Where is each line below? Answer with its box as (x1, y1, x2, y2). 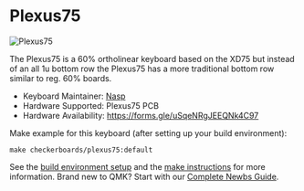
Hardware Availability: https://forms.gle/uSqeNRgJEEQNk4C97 (22, 110, 259, 121)
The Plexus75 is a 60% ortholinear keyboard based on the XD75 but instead (9, 53, 295, 64)
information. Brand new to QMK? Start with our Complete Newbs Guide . (9, 171, 279, 182)
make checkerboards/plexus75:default (9, 145, 153, 154)
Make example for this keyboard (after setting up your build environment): (9, 127, 288, 138)
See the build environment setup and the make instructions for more (9, 161, 267, 172)
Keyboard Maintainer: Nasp (22, 90, 126, 101)
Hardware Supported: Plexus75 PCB (22, 100, 160, 111)
